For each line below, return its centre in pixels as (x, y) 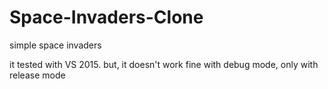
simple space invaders (55, 45)
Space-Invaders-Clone (106, 17)
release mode (37, 75)
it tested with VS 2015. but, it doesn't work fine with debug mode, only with (164, 64)
